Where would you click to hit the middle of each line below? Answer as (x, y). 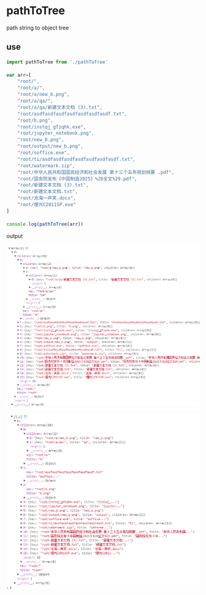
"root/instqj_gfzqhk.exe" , (52, 127)
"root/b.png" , (35, 120)
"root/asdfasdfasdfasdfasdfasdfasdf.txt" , (72, 114)
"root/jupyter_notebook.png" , (56, 133)
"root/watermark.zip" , (46, 166)
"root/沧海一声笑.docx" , (47, 198)
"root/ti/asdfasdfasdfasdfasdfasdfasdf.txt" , (77, 159)
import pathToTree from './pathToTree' (57, 62)
